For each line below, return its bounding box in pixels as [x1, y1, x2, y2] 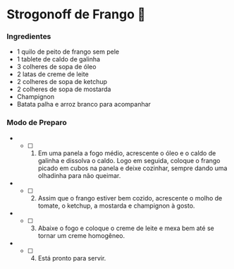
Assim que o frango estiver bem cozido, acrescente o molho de [37, 193, 223, 202]
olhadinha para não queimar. [37, 171, 121, 179]
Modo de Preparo [6, 118, 68, 128]
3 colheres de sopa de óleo [16, 63, 97, 71]
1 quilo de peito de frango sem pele [16, 47, 120, 56]
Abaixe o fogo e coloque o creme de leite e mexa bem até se [37, 224, 214, 232]
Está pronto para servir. [37, 253, 106, 262]
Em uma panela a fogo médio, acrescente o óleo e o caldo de [37, 148, 216, 157]
